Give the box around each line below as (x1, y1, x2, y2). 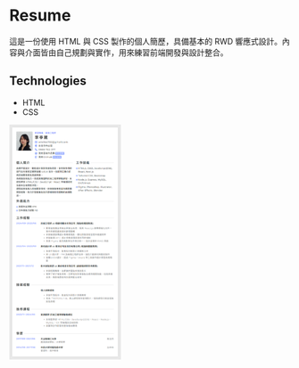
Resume (9, 5, 71, 26)
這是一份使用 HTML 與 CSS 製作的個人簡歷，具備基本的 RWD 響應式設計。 (9, 36, 283, 46)
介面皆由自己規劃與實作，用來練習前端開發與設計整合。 (24, 46, 228, 58)
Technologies (9, 73, 87, 89)
